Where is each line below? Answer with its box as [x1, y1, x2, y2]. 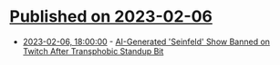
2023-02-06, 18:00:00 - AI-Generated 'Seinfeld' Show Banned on [22, 36, 271, 47]
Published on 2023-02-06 [9, 6, 213, 27]
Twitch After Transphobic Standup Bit [22, 45, 164, 56]
